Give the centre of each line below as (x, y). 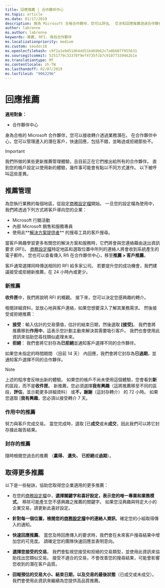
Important (15, 151)
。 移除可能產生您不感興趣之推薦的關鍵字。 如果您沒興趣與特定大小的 (87, 502)
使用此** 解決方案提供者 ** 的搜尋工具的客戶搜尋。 (62, 232)
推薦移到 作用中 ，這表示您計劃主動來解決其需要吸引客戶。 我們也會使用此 (86, 330)
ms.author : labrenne (26, 33)
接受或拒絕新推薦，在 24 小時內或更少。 (50, 272)
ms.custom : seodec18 (26, 46)
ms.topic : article (24, 14)
